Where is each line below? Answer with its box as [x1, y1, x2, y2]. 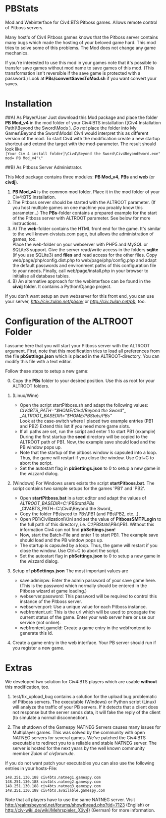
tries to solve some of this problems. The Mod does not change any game [5, 45, 156, 51]
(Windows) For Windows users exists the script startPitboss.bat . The [12, 480, 155, 486]
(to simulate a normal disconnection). [12, 714, 89, 720]
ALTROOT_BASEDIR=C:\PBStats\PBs [19, 500, 95, 506]
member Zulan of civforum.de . [12, 750, 75, 756]
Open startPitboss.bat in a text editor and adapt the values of [19, 495, 147, 501]
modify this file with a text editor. [5, 358, 72, 364]
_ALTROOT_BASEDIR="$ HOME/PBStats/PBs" [19, 412, 112, 419]
